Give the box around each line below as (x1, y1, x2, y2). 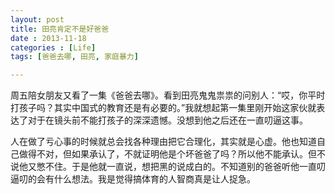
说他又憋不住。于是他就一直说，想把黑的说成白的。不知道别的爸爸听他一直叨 (10, 161, 326, 173)
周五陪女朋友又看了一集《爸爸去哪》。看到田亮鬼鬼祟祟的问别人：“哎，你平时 (10, 89, 326, 101)
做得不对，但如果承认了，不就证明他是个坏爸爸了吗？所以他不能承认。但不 (18, 148, 326, 160)
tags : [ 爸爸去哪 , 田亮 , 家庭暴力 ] (10, 52, 139, 62)
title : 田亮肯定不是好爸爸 (10, 24, 110, 34)
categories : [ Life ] (10, 42, 97, 53)
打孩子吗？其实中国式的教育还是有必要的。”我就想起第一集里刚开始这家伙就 (10, 102, 317, 114)
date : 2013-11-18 (10, 33, 87, 43)
